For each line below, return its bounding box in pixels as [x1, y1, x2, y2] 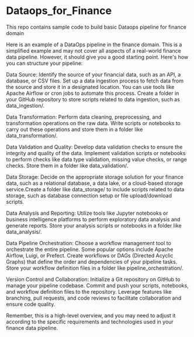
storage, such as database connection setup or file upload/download [6, 192, 172, 199]
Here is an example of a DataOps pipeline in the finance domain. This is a [6, 41, 182, 48]
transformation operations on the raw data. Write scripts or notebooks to [6, 119, 181, 126]
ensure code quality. [6, 300, 56, 308]
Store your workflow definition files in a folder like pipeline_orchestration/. [6, 264, 183, 271]
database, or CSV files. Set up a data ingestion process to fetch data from [6, 77, 184, 84]
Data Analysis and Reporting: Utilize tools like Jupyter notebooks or [6, 209, 168, 216]
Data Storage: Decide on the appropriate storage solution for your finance [6, 173, 184, 180]
